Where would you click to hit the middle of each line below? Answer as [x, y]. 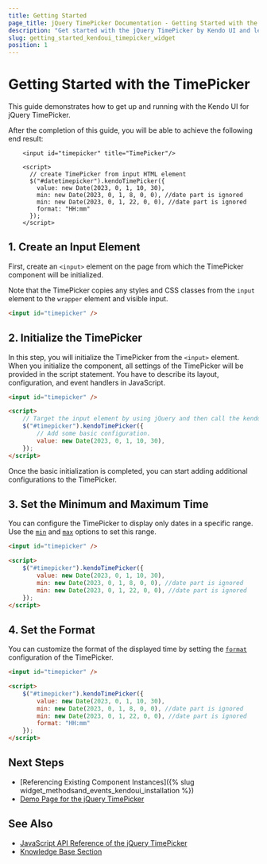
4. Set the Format [52, 630]
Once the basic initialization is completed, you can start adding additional [128, 471]
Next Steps [36, 763]
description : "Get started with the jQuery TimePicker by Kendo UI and [129, 30]
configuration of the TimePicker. [61, 657]
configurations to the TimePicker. [63, 479]
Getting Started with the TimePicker [129, 85]
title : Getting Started [48, 15]
